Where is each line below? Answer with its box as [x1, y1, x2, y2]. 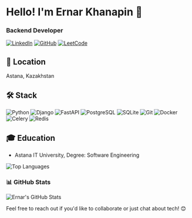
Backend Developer [6, 27, 63, 35]
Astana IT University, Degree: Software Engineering [14, 151, 140, 158]
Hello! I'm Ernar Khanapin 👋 [6, 5, 143, 19]
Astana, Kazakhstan [6, 72, 55, 80]
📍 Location [6, 57, 46, 67]
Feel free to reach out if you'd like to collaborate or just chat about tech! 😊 [6, 205, 187, 212]
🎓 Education [6, 133, 56, 143]
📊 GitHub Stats [6, 178, 51, 186]
